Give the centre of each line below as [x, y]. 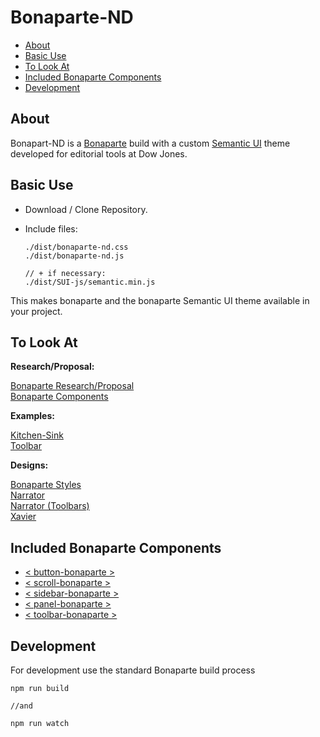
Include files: [51, 228]
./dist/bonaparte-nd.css [76, 247]
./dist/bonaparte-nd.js [74, 256]
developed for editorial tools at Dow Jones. [99, 153]
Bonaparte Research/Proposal [72, 386]
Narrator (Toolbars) [50, 506]
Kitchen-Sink [37, 435]
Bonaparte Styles [46, 485]
